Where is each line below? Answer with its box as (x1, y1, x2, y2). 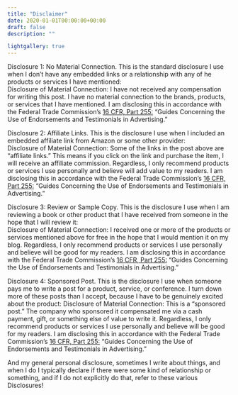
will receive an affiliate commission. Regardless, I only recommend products (7, 159, 229, 167)
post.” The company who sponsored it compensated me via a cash (7, 307, 203, 316)
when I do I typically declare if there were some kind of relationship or (7, 366, 211, 374)
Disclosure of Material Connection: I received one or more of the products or (7, 226, 231, 234)
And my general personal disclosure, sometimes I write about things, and (7, 359, 221, 367)
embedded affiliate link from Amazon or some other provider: (7, 136, 186, 145)
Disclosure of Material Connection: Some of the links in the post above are (7, 144, 225, 152)
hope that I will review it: (7, 218, 79, 227)
